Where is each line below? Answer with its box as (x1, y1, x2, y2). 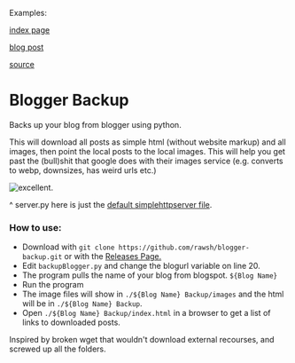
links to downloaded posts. (21, 317, 121, 327)
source (9, 59, 35, 69)
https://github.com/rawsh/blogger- (118, 243, 250, 252)
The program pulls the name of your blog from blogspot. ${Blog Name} (21, 270, 277, 280)
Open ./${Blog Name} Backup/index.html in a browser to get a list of (21, 308, 271, 319)
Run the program (21, 280, 84, 290)
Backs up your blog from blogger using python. (9, 119, 182, 130)
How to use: (9, 221, 62, 233)
